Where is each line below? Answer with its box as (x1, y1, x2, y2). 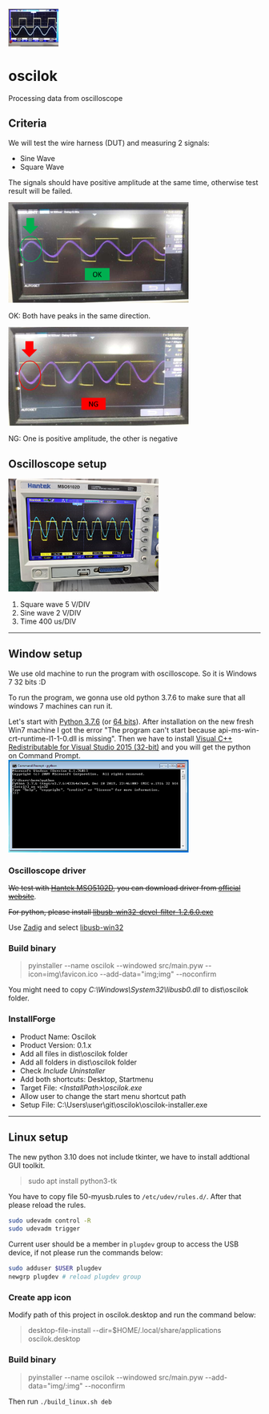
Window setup (8, 647, 82, 661)
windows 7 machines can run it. (8, 701, 113, 710)
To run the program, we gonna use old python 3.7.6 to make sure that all (8, 693, 246, 702)
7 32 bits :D (8, 677, 46, 686)
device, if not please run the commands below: (8, 1248, 163, 1258)
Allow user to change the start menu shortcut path (19, 1091, 187, 1101)
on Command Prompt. (8, 750, 82, 760)
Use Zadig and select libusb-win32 (8, 923, 124, 932)
